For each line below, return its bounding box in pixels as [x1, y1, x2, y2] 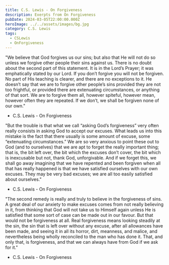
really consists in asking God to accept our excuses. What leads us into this [5, 128, 162, 134]
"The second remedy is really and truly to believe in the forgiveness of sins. [5, 196, 162, 202]
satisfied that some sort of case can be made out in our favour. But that [5, 212, 153, 218]
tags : [5, 31, 17, 36]
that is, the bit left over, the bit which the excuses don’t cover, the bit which [5, 149, 161, 155]
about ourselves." [5, 176, 42, 182]
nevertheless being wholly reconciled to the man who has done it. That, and [5, 234, 163, 240]
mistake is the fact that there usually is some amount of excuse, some [5, 133, 150, 139]
